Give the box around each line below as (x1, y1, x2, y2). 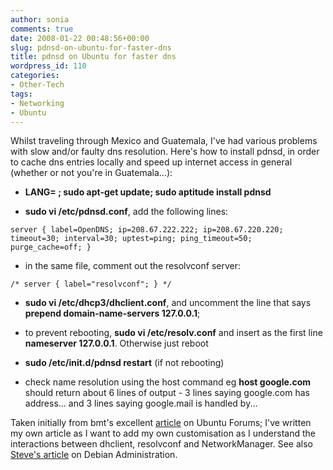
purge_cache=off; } (10, 242, 92, 253)
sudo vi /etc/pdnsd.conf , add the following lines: (24, 206, 229, 218)
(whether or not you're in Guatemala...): (10, 167, 173, 179)
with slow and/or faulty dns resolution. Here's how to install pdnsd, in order (10, 146, 320, 158)
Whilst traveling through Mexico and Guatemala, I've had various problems (10, 135, 318, 147)
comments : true (10, 24, 74, 34)
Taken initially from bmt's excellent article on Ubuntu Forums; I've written (10, 417, 312, 429)
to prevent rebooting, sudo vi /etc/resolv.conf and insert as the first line (24, 327, 323, 339)
